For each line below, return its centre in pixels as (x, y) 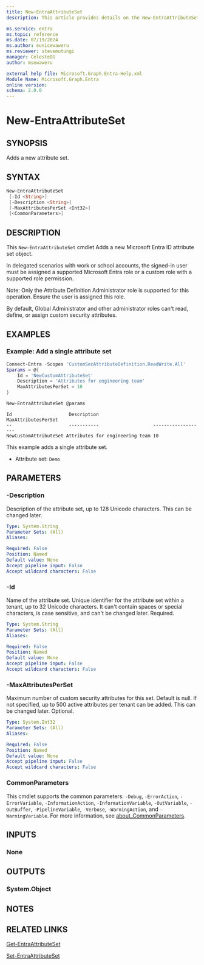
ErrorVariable (24, 803)
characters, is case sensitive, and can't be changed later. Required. (90, 613)
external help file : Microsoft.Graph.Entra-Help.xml (74, 74)
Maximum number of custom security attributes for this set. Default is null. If (102, 698)
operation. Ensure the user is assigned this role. (66, 297)
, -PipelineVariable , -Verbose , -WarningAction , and (95, 809)
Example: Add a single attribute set (59, 352)
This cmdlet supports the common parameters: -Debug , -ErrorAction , (93, 796)
